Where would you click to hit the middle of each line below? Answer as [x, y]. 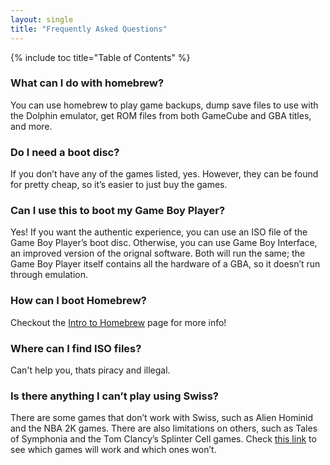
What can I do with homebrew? [87, 83]
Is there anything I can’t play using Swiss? [115, 396]
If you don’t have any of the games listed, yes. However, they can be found [164, 174]
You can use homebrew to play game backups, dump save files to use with [164, 105]
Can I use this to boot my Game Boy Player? [118, 211]
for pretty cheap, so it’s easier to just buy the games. [119, 185]
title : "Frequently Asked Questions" [89, 29]
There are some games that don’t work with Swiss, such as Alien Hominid [162, 418]
